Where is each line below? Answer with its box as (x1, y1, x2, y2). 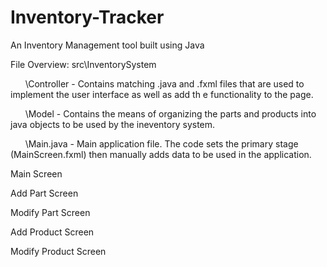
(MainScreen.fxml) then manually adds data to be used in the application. (10, 148, 312, 160)
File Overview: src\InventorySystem (10, 58, 157, 70)
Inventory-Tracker (10, 6, 165, 29)
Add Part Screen (10, 187, 79, 199)
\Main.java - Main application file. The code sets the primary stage (24, 137, 299, 150)
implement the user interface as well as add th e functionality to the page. (10, 88, 314, 100)
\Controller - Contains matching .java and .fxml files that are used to (24, 77, 305, 90)
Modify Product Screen (10, 245, 107, 257)
